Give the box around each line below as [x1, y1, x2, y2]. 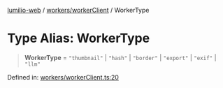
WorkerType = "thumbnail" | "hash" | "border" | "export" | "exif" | [24, 53, 217, 61]
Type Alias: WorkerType [7, 31, 150, 46]
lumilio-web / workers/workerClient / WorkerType [7, 6, 150, 14]
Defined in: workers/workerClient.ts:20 [7, 73, 119, 81]
